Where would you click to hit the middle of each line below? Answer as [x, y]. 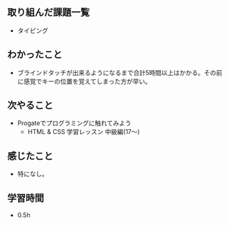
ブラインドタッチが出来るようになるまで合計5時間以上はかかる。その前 [120, 72]
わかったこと [35, 55]
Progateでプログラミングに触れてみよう [74, 123]
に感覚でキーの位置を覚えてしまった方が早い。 [84, 81]
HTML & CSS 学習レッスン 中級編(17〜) [84, 132]
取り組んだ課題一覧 [48, 12]
